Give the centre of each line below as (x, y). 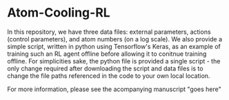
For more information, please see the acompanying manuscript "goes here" (114, 89)
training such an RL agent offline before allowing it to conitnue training (107, 54)
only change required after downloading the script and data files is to (105, 68)
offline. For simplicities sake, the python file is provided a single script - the (114, 61)
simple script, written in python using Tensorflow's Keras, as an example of (114, 46)
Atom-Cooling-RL (59, 13)
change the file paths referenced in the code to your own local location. (109, 76)
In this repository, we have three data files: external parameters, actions (109, 32)
